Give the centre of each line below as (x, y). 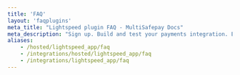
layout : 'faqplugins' (40, 21)
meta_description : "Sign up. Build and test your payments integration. (118, 34)
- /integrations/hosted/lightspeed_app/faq (86, 54)
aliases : (20, 41)
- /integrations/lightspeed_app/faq (75, 61)
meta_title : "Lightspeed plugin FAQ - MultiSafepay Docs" (95, 27)
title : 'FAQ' (27, 14)
